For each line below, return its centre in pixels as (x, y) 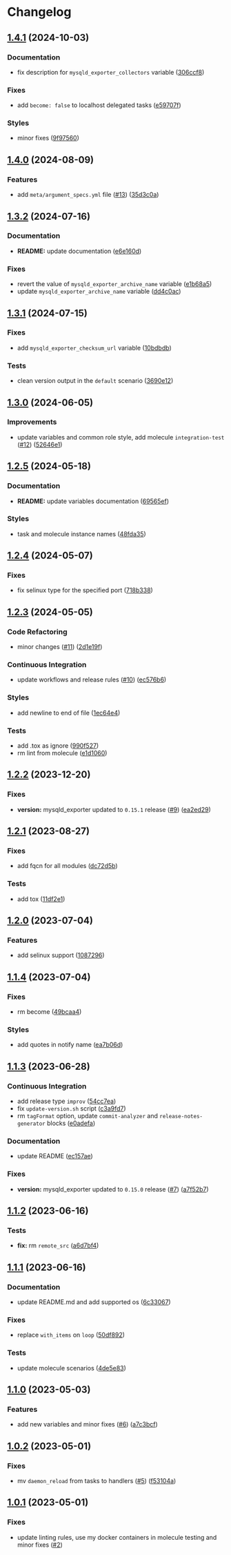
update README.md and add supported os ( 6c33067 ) (94, 1302)
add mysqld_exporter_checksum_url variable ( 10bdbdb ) (94, 348)
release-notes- (181, 1117)
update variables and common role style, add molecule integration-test (121, 437)
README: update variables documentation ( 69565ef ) (93, 501)
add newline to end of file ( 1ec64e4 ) (69, 713)
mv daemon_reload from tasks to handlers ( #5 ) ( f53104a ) (97, 1481)
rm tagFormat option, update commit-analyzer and (88, 1116)
